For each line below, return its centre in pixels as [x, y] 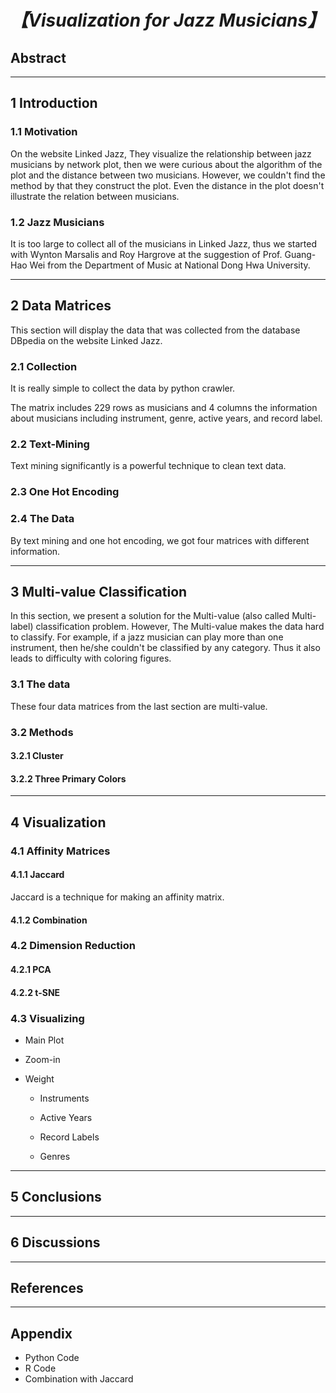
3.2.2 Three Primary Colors [68, 778]
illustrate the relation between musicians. [95, 196]
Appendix [41, 1333]
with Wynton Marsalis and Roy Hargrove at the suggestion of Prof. [146, 254]
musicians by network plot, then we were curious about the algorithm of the [166, 164]
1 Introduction [54, 103]
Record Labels [69, 1137]
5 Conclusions [56, 1197]
